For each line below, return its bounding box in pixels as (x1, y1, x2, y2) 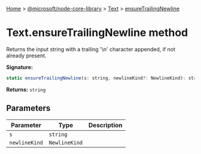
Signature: (6, 63, 33, 70)
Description (89, 121, 123, 129)
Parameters (6, 103, 51, 113)
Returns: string (6, 86, 46, 93)
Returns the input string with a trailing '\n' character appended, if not (6, 45, 175, 53)
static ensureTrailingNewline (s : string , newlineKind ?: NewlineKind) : (6, 75, 186, 81)
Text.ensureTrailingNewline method (6, 26, 188, 39)
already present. (6, 52, 47, 59)
